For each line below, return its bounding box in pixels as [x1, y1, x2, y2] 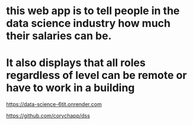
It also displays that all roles [6, 56, 146, 70]
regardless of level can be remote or [6, 69, 187, 82]
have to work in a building [6, 81, 135, 95]
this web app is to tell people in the [6, 4, 180, 18]
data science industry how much [6, 17, 171, 30]
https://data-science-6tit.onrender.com [6, 101, 102, 108]
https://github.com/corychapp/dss [6, 112, 91, 119]
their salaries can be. [6, 29, 112, 42]
